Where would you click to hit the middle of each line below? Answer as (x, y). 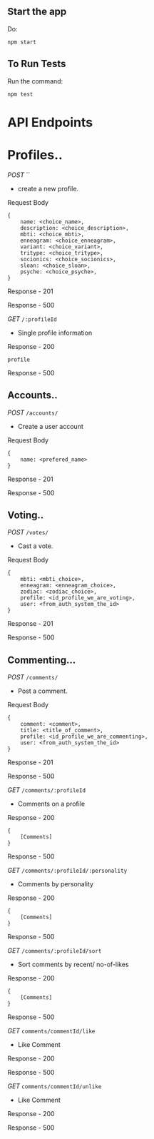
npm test (20, 94)
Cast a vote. (35, 546)
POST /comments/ (33, 677)
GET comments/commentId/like (51, 1031)
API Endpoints (50, 122)
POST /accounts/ (33, 412)
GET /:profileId (32, 319)
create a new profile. (48, 188)
